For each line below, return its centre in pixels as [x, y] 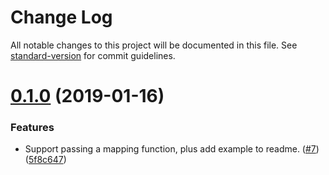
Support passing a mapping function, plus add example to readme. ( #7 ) [172, 149]
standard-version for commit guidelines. [93, 55]
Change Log [61, 17]
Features [32, 128]
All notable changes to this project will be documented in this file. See [154, 45]
